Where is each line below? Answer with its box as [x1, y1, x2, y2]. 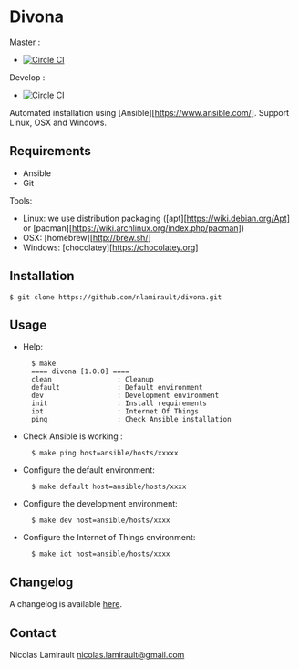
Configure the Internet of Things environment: [22, 532, 196, 543]
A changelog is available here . [9, 599, 123, 610]
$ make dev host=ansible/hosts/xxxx [31, 516, 170, 526]
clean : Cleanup [31, 375, 154, 384]
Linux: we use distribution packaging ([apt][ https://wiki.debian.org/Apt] [22, 213, 290, 224]
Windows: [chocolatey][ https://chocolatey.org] [22, 242, 199, 253]
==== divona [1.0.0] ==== [31, 367, 129, 376]
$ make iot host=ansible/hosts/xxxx [31, 549, 170, 559]
